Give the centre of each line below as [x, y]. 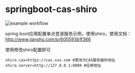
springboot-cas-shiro [51, 9]
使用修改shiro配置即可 [28, 49]
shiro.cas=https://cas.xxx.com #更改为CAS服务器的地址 [60, 60]
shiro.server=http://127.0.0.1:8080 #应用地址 [53, 65]
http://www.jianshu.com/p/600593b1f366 [48, 39]
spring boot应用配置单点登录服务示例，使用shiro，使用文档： [68, 33]
